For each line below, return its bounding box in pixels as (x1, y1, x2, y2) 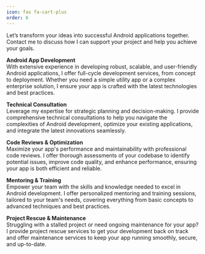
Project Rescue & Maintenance (6, 214, 86, 222)
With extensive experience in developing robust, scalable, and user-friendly (6, 62, 197, 70)
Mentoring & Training (6, 176, 61, 184)
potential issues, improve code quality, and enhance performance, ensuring (6, 158, 197, 165)
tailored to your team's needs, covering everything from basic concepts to (6, 196, 194, 203)
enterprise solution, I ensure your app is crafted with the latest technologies (6, 82, 197, 89)
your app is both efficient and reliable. (6, 165, 102, 172)
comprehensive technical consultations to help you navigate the (6, 114, 168, 121)
